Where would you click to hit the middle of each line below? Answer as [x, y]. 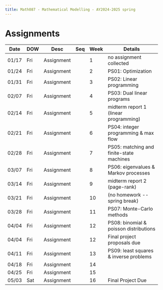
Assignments [33, 33]
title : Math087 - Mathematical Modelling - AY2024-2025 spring [70, 9]
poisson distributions [131, 228]
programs [119, 99]
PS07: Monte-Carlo [130, 209]
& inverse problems [130, 257]
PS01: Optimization [130, 71]
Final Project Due [127, 280]
